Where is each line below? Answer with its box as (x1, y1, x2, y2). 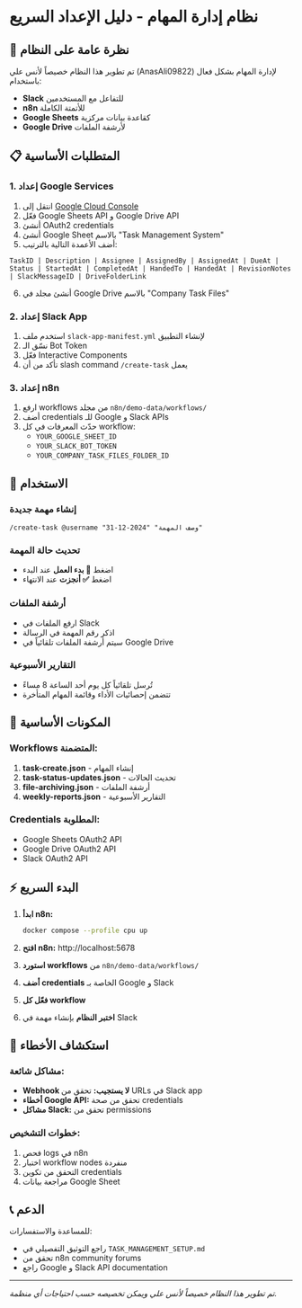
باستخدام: (9, 76, 42, 86)
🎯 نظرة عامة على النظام (9, 42, 129, 58)
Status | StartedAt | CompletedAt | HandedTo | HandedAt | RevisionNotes (9, 263, 292, 273)
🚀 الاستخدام (9, 476, 68, 491)
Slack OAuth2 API (22, 852, 88, 864)
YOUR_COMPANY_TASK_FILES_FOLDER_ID (35, 451, 169, 460)
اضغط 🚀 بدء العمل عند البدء (22, 565, 114, 575)
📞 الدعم (9, 1202, 45, 1217)
